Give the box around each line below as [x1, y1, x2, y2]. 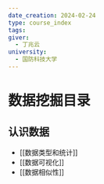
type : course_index [8, 19, 72, 27]
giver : [8, 33, 30, 42]
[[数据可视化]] [19, 157, 65, 167]
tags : [8, 26, 26, 34]
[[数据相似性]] [19, 167, 65, 177]
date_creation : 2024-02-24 [8, 11, 96, 20]
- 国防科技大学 [15, 56, 58, 64]
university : [8, 48, 47, 56]
